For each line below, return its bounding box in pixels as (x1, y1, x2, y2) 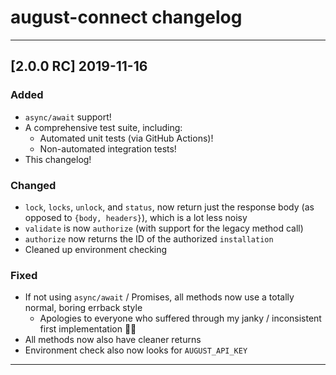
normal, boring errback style (24, 302, 143, 314)
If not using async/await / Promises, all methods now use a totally (24, 291, 295, 303)
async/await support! (24, 111, 112, 123)
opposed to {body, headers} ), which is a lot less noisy (24, 211, 248, 223)
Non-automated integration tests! (39, 142, 177, 155)
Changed (10, 178, 57, 192)
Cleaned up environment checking (24, 243, 168, 255)
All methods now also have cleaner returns (24, 334, 202, 346)
